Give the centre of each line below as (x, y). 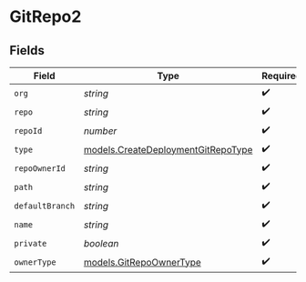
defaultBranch (45, 206)
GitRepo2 (46, 17)
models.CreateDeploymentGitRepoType (168, 149)
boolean (101, 243)
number (100, 131)
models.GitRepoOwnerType (143, 262)
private (31, 243)
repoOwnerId (40, 168)
